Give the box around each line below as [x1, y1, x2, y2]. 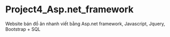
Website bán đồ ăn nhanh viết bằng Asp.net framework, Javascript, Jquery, [5, 21, 165, 27]
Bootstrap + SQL [5, 26, 41, 32]
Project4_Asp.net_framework [5, 4, 134, 15]
